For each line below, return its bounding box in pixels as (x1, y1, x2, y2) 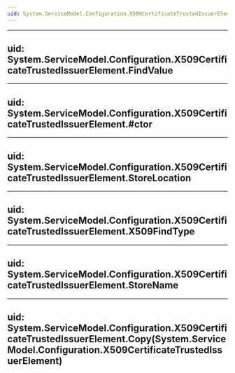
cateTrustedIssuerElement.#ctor (7, 118, 152, 130)
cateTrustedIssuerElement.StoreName (7, 279, 179, 291)
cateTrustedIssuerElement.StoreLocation (7, 172, 192, 184)
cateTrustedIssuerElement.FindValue (7, 64, 173, 77)
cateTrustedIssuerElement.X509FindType (7, 225, 195, 238)
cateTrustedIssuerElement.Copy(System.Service (7, 333, 227, 345)
